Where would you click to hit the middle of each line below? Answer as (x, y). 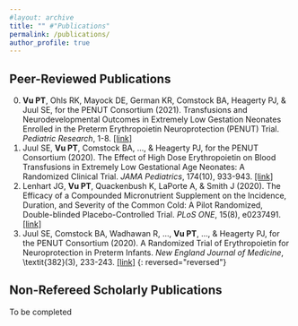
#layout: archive (42, 17)
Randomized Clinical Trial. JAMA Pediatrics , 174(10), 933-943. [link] (148, 176)
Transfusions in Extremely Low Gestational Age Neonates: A (133, 167)
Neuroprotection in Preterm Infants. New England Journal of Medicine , (153, 253)
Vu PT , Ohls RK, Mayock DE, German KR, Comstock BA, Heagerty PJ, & (154, 100)
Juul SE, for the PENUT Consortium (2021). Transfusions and (135, 110)
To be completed (40, 312)
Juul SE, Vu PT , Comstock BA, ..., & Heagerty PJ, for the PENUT (140, 148)
